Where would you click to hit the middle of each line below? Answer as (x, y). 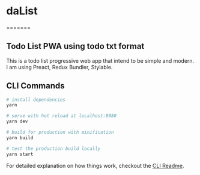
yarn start (20, 154)
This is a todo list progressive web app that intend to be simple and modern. (100, 60)
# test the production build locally (53, 148)
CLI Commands (35, 86)
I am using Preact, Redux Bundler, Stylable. (59, 67)
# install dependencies (36, 100)
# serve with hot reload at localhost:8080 (62, 116)
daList (22, 11)
